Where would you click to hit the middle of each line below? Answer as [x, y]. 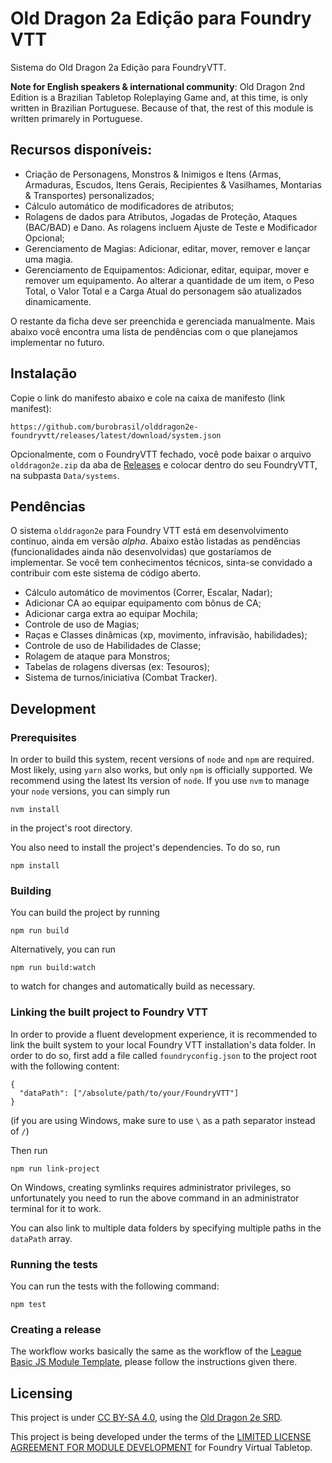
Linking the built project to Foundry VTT [109, 1012]
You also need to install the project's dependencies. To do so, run [145, 848]
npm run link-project [55, 1168]
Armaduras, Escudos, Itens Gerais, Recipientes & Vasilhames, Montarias [173, 184]
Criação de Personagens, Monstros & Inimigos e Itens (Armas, [153, 174]
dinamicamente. [58, 301]
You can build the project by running [85, 913]
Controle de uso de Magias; [82, 624]
